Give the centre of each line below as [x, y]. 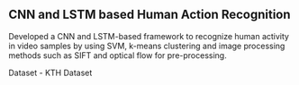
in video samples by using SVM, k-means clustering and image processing [147, 46]
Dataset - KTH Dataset [50, 72]
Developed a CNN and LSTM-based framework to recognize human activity [149, 36]
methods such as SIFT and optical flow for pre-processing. [118, 55]
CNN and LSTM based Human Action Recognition [149, 15]
